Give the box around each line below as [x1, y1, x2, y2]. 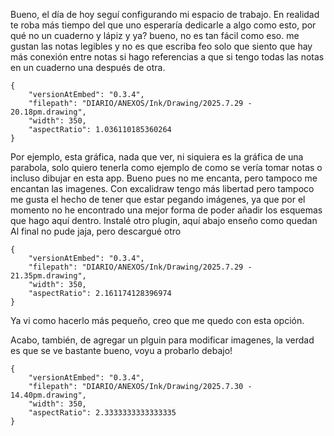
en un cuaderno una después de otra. [10, 62, 166, 73]
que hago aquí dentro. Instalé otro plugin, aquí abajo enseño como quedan [10, 215, 318, 226]
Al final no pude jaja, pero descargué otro [10, 225, 182, 237]
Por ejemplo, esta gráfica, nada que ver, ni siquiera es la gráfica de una [10, 151, 304, 163]
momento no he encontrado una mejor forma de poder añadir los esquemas [10, 204, 323, 216]
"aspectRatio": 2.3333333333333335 [28, 408, 177, 418]
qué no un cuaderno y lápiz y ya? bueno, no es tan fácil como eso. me [10, 30, 300, 41]
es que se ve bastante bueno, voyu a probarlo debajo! [10, 345, 233, 356]
